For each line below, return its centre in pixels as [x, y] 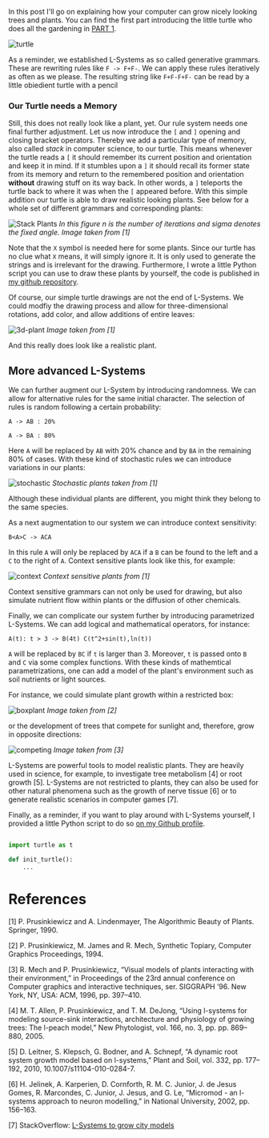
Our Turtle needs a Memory [63, 106]
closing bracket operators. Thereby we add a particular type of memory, [127, 140]
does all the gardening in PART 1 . [62, 28]
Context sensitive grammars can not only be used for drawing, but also [125, 592]
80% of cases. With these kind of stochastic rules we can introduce [120, 459]
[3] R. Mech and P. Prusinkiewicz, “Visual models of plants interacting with [131, 969]
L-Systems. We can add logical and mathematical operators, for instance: [129, 625]
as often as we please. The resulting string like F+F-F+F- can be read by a [129, 76]
